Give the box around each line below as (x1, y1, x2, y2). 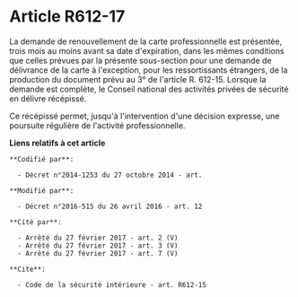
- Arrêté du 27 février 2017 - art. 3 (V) (17, 240, 179, 250)
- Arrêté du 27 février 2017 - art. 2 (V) (17, 233, 179, 242)
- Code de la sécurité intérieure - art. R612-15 (17, 280, 206, 289)
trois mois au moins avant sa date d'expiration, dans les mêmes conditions (9, 45, 285, 56)
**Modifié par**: (9, 186, 74, 195)
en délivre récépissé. (9, 92, 87, 104)
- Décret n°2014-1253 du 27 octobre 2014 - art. (17, 170, 203, 179)
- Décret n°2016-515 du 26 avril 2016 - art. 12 (17, 202, 203, 211)
